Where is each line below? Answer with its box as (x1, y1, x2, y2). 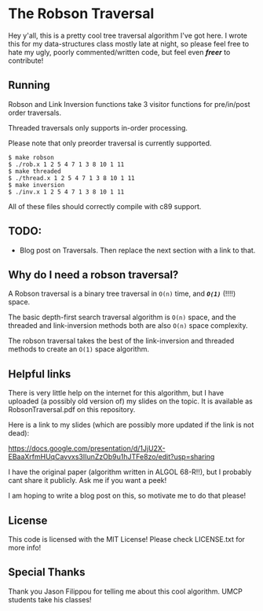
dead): (8, 429, 30, 438)
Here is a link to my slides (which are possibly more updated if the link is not (8, 420, 254, 429)
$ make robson (8, 153, 55, 161)
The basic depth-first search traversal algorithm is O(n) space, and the (8, 312, 237, 322)
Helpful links (8, 367, 71, 381)
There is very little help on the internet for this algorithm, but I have (8, 388, 225, 398)
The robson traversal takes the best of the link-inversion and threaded (8, 336, 235, 346)
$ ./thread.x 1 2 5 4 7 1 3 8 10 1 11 (8, 174, 135, 182)
